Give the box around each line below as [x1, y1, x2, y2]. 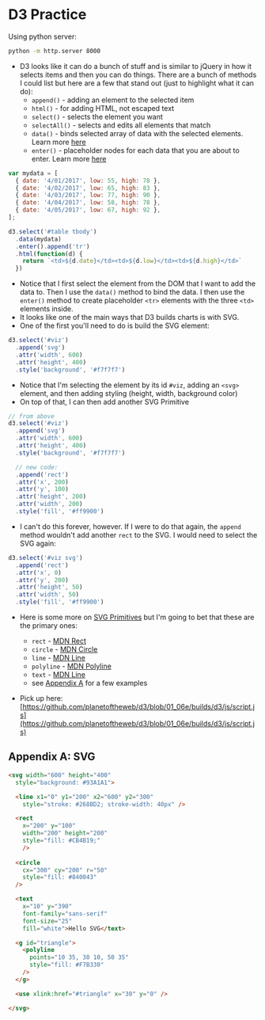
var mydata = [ [8, 169, 59, 177]
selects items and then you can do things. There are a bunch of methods [19, 70, 257, 79]
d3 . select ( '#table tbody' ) [8, 227, 97, 235]
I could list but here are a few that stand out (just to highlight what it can [19, 78, 255, 88]
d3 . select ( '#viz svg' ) [8, 554, 83, 561]
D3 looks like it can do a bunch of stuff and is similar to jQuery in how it [19, 61, 252, 70]
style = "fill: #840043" [22, 873, 97, 881]
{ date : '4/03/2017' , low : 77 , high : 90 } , [15, 192, 161, 200]
